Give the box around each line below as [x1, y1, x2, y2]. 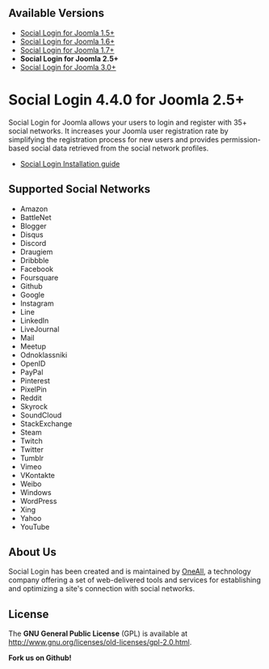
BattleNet [19, 212, 52, 222]
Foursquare [19, 273, 59, 282]
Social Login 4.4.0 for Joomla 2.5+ [8, 91, 245, 108]
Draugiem [19, 247, 53, 256]
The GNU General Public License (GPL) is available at [8, 629, 188, 638]
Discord [19, 238, 47, 248]
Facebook [19, 264, 54, 273]
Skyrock [19, 401, 48, 411]
